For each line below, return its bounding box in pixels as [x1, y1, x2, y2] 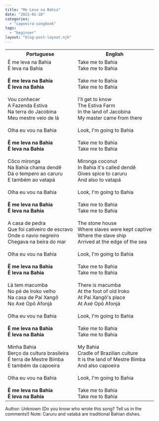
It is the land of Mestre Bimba [77, 356, 146, 363]
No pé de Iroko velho [7, 288, 56, 295]
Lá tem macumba [7, 281, 48, 288]
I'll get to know [77, 96, 112, 103]
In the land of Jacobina [77, 108, 131, 115]
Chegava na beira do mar [7, 238, 66, 245]
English [105, 51, 124, 57]
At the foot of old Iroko [77, 288, 130, 295]
